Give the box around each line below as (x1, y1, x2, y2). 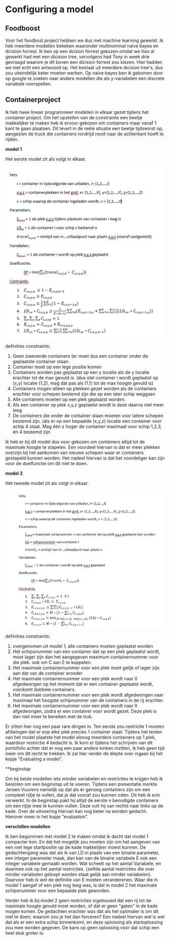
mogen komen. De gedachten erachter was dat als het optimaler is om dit (5, 908, 159, 914)
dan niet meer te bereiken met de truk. (12, 714, 93, 720)
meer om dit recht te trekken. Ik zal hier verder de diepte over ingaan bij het (5, 751, 163, 757)
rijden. (5, 136, 19, 142)
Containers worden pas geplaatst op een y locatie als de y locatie (12, 369, 150, 375)
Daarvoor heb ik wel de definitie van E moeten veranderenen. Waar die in (5, 877, 158, 883)
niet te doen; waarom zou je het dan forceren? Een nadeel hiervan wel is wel (5, 914, 165, 920)
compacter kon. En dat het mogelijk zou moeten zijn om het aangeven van (5, 839, 160, 845)
